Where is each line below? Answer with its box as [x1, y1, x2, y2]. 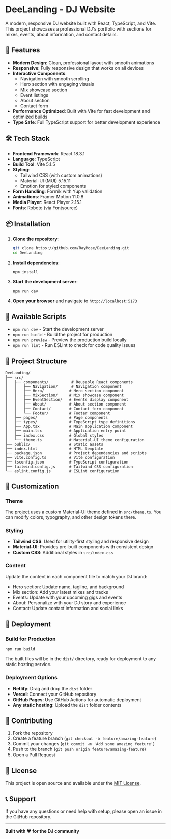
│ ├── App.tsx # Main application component [5, 424, 133, 429]
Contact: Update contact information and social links [12, 605, 123, 611]
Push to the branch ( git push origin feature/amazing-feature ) [12, 746, 146, 753]
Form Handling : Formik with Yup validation [12, 188, 103, 194]
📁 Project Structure [5, 357, 67, 366]
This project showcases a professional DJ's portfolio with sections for [5, 25, 152, 32]
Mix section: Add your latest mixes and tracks [12, 589, 108, 595]
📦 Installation [5, 220, 51, 228]
